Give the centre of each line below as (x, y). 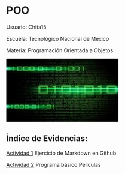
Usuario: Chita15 (26, 27)
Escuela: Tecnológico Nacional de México (58, 38)
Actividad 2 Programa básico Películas (54, 164)
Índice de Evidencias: (47, 139)
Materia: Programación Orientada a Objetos (60, 50)
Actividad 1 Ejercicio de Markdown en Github (61, 153)
